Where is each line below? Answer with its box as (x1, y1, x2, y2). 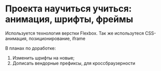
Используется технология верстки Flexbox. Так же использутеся (5, 30, 144, 36)
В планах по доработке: (5, 45, 56, 51)
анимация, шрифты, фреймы (5, 13, 133, 25)
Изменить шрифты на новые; (12, 54, 75, 60)
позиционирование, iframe (28, 35, 86, 41)
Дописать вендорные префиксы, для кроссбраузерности (12, 60, 135, 66)
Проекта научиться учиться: (5, 3, 132, 14)
